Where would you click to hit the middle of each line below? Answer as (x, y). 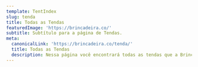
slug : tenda (21, 17)
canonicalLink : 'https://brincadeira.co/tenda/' (72, 44)
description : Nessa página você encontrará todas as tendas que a (95, 55)
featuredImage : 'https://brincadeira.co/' (59, 28)
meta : (13, 38)
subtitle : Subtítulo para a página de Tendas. (64, 33)
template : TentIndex (32, 11)
